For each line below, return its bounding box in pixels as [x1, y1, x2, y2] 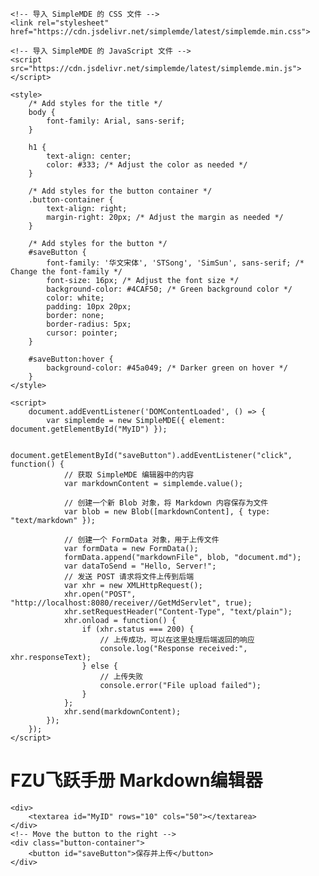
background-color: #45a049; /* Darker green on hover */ [46, 363, 288, 373]
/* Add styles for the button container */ [28, 186, 213, 196]
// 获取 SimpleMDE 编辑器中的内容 [63, 470, 195, 480]
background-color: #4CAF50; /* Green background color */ [46, 284, 293, 294]
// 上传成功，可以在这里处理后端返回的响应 [99, 635, 255, 645]
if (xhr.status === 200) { [81, 624, 195, 634]
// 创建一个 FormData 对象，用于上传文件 [63, 535, 220, 545]
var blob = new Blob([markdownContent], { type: [63, 507, 271, 517]
